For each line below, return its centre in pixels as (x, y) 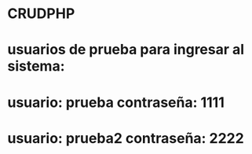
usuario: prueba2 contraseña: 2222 (126, 138)
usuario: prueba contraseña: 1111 (116, 102)
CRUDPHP (41, 14)
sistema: (36, 66)
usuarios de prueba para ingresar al (126, 50)
